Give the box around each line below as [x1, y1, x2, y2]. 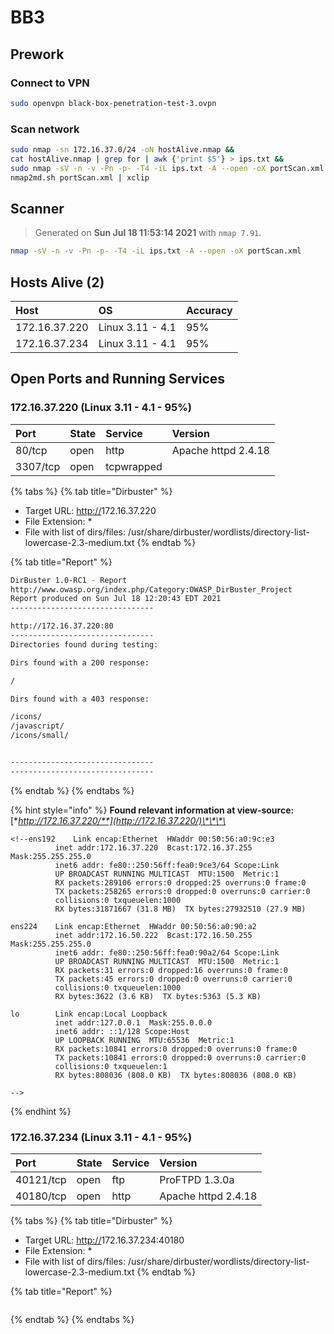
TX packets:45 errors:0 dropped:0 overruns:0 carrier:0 [54, 974, 293, 984]
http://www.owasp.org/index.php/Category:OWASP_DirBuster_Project [10, 584, 293, 595]
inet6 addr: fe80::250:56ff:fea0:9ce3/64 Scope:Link [54, 860, 280, 870]
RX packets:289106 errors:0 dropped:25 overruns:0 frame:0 [54, 877, 307, 888]
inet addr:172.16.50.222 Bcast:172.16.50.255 [54, 930, 253, 940]
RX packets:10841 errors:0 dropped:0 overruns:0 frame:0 [54, 1044, 298, 1054]
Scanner [10, 200, 65, 217]
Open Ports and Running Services [10, 371, 226, 388]
